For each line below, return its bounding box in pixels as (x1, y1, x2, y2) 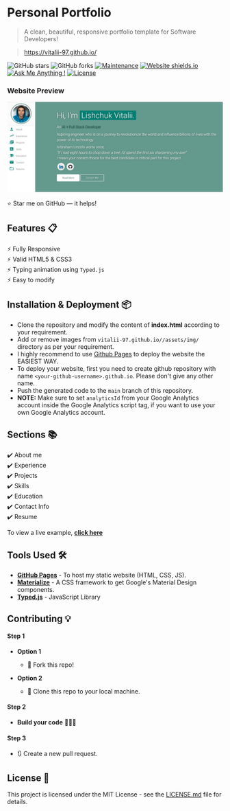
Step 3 (7, 733, 26, 742)
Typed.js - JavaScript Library (16, 593, 101, 602)
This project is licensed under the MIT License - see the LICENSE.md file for (7, 790, 222, 798)
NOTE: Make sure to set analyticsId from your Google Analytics (16, 393, 199, 402)
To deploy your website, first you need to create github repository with (16, 364, 216, 372)
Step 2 (7, 703, 26, 711)
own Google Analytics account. (16, 408, 105, 416)
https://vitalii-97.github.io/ (23, 48, 97, 56)
